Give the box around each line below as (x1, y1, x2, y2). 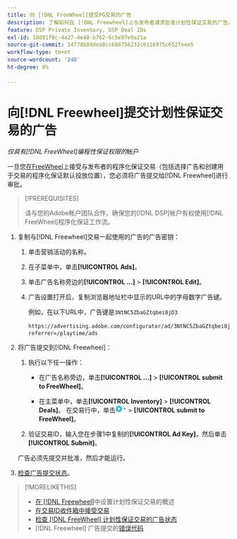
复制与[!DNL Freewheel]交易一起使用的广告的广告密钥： (17, 232, 180, 240)
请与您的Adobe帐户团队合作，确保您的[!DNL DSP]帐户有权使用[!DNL (24, 209, 224, 217)
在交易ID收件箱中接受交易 (35, 506, 110, 514)
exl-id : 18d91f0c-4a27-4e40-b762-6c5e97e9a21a (7, 34, 147, 41)
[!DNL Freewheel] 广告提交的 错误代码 (35, 523, 144, 532)
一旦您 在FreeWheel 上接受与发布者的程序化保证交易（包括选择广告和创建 (7, 162, 218, 170)
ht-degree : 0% (7, 64, 49, 71)
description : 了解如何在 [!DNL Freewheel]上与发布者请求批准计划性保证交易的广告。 (7, 18, 234, 26)
